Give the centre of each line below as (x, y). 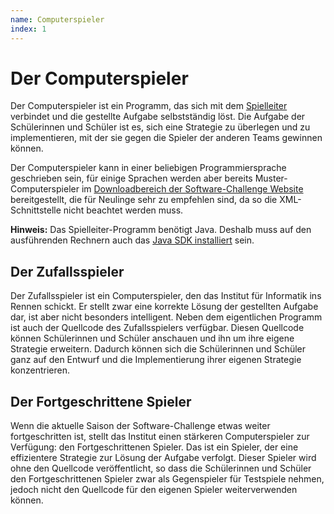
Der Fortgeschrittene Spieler (101, 401)
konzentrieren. (40, 370)
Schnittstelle (36, 210)
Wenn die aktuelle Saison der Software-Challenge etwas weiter (140, 426)
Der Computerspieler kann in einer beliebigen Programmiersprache (148, 168)
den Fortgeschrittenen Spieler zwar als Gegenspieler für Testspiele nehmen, (167, 479)
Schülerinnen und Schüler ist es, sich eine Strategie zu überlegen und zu (160, 127)
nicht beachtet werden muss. (123, 210)
